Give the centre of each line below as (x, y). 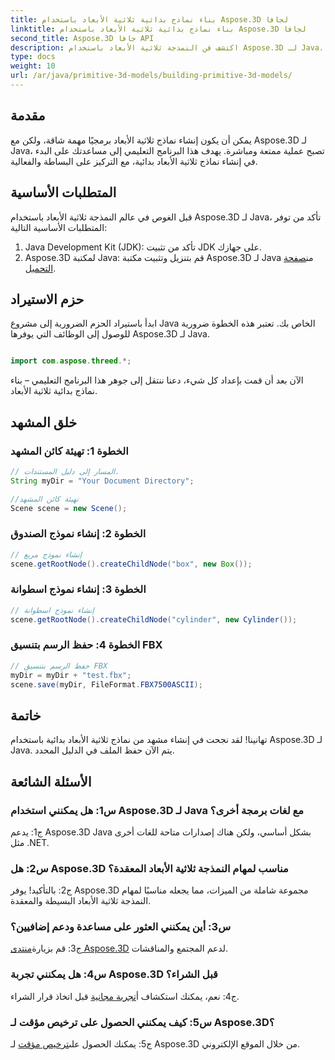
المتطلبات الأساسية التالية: (59, 227)
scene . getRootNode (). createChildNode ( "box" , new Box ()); (131, 564)
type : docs (33, 57)
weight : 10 (33, 66)
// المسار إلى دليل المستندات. (65, 471)
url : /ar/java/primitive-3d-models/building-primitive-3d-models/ (151, 76)
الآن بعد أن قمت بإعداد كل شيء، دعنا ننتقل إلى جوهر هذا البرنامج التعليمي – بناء (157, 380)
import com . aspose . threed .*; (71, 361)
